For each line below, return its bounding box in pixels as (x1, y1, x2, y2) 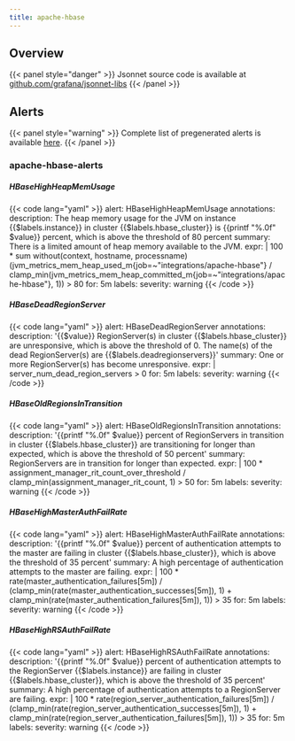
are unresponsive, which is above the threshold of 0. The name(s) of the (9, 340, 273, 351)
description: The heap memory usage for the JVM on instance (9, 213, 237, 224)
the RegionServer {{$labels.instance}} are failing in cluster (9, 666, 221, 676)
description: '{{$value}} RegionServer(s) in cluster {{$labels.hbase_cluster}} (9, 331, 288, 342)
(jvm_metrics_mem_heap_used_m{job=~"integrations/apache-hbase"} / (9, 260, 273, 271)
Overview (9, 46, 65, 61)
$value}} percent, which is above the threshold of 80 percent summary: (9, 232, 271, 243)
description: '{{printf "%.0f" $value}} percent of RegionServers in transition (9, 430, 284, 441)
